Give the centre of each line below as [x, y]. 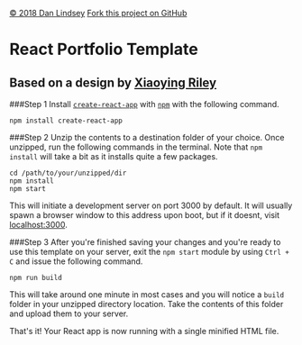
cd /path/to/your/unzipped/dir [68, 173]
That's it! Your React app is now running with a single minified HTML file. [144, 331]
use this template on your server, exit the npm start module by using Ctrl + [150, 252]
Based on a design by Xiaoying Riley [113, 82]
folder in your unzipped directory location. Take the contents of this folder [146, 304]
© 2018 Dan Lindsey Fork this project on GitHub [98, 13]
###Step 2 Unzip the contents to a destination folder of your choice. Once [147, 137]
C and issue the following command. [76, 261]
